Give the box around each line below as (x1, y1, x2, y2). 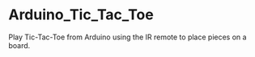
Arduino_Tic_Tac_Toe (8, 6, 154, 24)
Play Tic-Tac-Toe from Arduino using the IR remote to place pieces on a (8, 32, 247, 42)
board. (8, 40, 31, 50)
